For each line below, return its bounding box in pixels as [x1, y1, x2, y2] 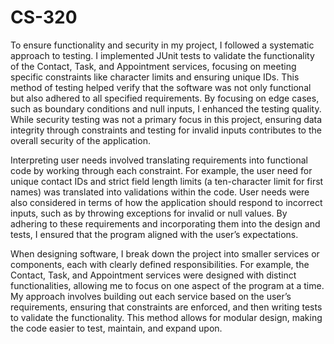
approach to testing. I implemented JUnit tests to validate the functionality [10, 49, 315, 61]
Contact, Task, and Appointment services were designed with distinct [10, 269, 297, 281]
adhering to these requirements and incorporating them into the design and [10, 217, 321, 230]
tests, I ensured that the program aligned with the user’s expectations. [10, 228, 299, 240]
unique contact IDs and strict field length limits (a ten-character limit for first [10, 175, 324, 187]
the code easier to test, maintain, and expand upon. [10, 322, 223, 334]
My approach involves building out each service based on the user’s [10, 290, 292, 302]
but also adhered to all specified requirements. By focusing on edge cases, [10, 92, 320, 104]
